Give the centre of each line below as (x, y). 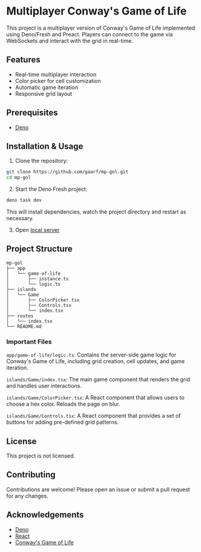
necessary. (20, 218)
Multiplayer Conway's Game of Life (97, 11)
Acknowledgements (45, 515)
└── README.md (24, 326)
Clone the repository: (41, 161)
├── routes (20, 316)
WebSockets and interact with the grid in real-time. (70, 41)
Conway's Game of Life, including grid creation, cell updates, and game (96, 361)
